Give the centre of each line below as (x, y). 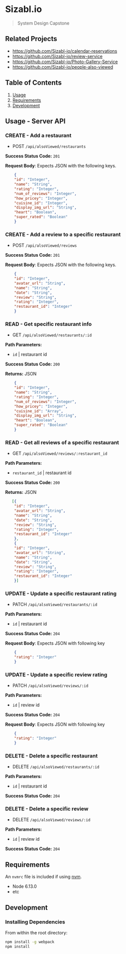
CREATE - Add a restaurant (38, 135)
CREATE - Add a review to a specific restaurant (63, 234)
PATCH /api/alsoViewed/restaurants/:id (55, 605)
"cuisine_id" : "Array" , (39, 411)
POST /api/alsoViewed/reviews (45, 245)
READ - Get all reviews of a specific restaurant (62, 442)
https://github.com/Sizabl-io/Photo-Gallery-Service (65, 62)
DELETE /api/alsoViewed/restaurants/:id (56, 767)
